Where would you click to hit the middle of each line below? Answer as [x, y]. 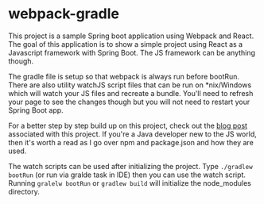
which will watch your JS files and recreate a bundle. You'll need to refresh [131, 93]
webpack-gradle [64, 14]
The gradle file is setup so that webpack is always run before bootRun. [124, 76]
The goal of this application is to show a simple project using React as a [126, 44]
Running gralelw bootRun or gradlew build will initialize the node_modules [130, 183]
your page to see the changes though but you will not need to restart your [129, 102]
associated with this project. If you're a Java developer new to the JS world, [132, 134]
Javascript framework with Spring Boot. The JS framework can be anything [132, 52]
